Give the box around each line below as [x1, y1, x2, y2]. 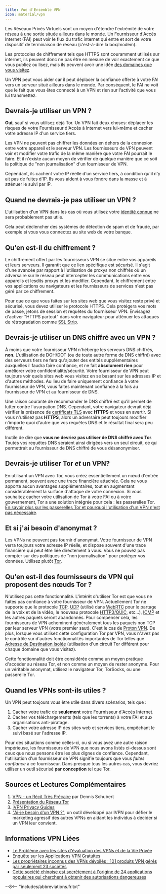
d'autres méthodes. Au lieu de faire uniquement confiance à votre [5, 378, 139, 384]
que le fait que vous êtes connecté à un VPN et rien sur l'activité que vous [5, 87, 156, 93]
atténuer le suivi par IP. [5, 181, 52, 187]
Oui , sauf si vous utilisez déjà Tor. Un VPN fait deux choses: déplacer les [5, 120, 153, 126]
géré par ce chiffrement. [5, 288, 55, 294]
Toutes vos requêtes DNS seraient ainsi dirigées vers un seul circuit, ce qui [5, 440, 158, 446]
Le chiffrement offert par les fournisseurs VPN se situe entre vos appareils [5, 256, 157, 262]
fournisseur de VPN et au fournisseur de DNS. [5, 388, 99, 395]
